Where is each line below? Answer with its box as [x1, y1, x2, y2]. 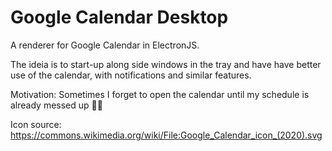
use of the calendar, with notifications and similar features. [10, 69, 252, 81]
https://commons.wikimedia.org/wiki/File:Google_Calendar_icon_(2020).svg [10, 129, 323, 141]
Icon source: [10, 118, 62, 130]
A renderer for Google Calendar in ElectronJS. [10, 39, 200, 51]
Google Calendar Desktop [10, 6, 229, 29]
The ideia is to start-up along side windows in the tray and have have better [10, 58, 322, 70]
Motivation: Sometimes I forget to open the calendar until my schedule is [10, 88, 310, 100]
